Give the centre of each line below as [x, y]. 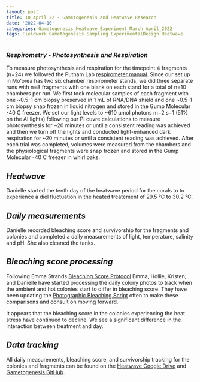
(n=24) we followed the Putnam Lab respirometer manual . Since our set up [98, 74]
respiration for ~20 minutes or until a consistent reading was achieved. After [100, 138]
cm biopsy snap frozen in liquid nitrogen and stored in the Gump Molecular [99, 106]
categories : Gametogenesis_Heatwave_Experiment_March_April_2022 [89, 28]
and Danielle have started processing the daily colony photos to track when [99, 282]
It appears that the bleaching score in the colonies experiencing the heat [96, 313]
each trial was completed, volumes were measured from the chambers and [99, 145]
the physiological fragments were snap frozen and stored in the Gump [93, 151]
